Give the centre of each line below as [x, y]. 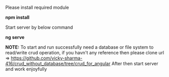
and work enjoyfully [26, 69]
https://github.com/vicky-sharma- [47, 58]
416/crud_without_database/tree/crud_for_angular [58, 63]
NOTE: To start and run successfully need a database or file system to [79, 47]
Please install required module [37, 7]
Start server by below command [39, 27]
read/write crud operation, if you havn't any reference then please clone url [85, 53]
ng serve [15, 37]
